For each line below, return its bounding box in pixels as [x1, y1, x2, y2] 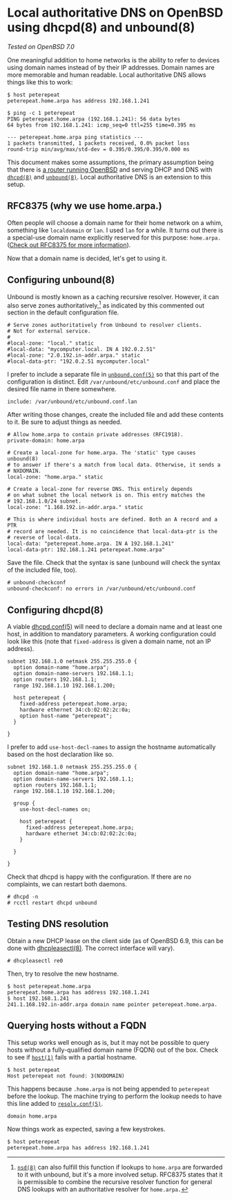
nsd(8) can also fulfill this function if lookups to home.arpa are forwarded [17, 1163, 223, 1171]
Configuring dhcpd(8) [7, 604, 104, 616]
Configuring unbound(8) [7, 274, 115, 286]
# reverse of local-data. [7, 535, 81, 541]
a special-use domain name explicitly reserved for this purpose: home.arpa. [7, 233, 221, 242]
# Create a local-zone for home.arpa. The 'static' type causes [7, 449, 196, 456]
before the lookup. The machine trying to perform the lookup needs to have [7, 1092, 222, 1100]
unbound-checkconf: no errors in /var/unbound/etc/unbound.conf [7, 585, 196, 593]
